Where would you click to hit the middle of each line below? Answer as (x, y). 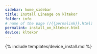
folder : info (18, 19)
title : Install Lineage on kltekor (41, 14)
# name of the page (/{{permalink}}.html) (49, 23)
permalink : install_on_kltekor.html (42, 28)
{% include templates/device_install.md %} (48, 46)
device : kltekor (22, 32)
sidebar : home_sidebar (28, 10)
